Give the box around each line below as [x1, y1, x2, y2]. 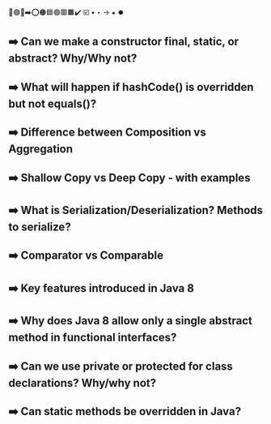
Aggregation [8, 142, 74, 156]
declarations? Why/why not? [8, 376, 156, 390]
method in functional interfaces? [8, 331, 177, 345]
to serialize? [8, 220, 71, 233]
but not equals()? [8, 96, 97, 110]
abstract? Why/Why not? [8, 52, 138, 66]
